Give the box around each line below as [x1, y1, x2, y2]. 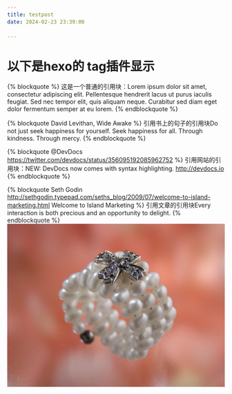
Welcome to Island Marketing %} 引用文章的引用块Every [51, 201, 211, 210]
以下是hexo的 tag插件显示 [7, 59, 155, 74]
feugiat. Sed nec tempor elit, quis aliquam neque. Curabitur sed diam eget [7, 97, 217, 106]
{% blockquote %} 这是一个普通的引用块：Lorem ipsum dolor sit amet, [7, 83, 207, 91]
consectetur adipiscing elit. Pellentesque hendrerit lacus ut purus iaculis [7, 90, 212, 99]
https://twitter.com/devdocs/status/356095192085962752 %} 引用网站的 [7, 156, 215, 164]
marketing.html [7, 201, 50, 210]
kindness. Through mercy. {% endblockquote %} [7, 135, 146, 143]
